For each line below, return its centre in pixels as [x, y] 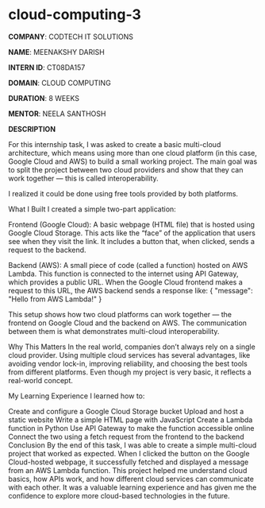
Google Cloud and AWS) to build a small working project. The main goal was [133, 161]
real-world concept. [41, 380]
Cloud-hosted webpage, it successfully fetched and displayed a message [129, 462]
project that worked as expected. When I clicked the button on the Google [129, 453]
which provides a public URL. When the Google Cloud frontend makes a [126, 282]
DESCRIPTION [32, 129]
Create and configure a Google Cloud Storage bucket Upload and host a [126, 411]
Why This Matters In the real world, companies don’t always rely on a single [132, 347]
